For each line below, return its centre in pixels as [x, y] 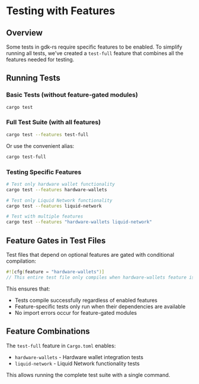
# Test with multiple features [45, 217]
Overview [25, 33]
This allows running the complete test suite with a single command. [88, 375]
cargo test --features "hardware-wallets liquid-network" [79, 222]
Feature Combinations [48, 332]
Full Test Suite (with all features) [54, 122]
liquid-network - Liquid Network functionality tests [77, 363]
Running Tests [33, 78]
